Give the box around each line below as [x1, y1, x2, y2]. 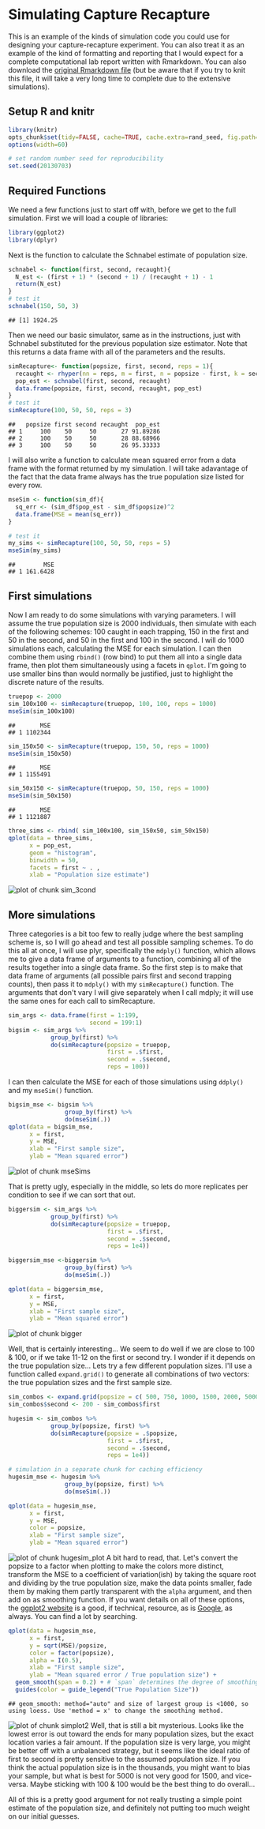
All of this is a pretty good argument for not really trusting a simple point [8, 1794, 242, 1804]
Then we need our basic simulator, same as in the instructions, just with [8, 330, 241, 340]
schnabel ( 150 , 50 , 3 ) [8, 302, 80, 310]
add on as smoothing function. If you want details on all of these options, [8, 1595, 245, 1605]
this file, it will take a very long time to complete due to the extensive [8, 73, 231, 83]
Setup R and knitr [8, 105, 95, 118]
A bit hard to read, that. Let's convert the [106, 1553, 238, 1563]
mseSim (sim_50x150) [8, 792, 73, 800]
